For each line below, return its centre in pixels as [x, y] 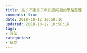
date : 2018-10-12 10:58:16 [34, 19]
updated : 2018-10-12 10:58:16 [37, 24]
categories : [18, 38]
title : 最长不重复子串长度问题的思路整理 [44, 10]
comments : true [21, 15]
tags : [11, 29]
